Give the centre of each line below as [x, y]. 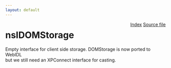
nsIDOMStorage [40, 35]
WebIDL [13, 54]
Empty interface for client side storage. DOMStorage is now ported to [78, 49]
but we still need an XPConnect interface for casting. [61, 60]
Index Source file [148, 24]
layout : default [22, 10]
